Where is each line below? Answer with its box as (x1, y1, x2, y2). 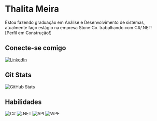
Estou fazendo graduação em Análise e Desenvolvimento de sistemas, (5, 19, 145, 25)
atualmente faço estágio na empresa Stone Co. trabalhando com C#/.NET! (5, 24, 153, 30)
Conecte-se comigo (5, 44, 66, 52)
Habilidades (5, 98, 42, 106)
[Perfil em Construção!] (5, 30, 52, 35)
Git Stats (5, 71, 32, 79)
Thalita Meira (5, 3, 59, 15)
